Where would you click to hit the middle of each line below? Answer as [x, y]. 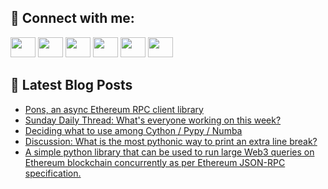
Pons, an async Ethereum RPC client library [114, 109]
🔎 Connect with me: [72, 18]
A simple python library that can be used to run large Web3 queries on [169, 152]
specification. [53, 173]
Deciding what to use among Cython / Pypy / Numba [133, 130]
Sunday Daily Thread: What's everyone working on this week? [153, 120]
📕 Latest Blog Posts [71, 85]
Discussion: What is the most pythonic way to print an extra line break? [171, 141]
